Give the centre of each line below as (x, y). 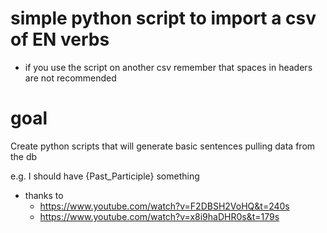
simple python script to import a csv (163, 18)
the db (24, 156)
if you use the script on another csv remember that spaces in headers (168, 67)
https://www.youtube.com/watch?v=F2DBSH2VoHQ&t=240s (164, 206)
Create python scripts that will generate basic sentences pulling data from (163, 146)
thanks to (44, 195)
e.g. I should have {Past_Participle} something (105, 176)
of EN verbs (60, 39)
